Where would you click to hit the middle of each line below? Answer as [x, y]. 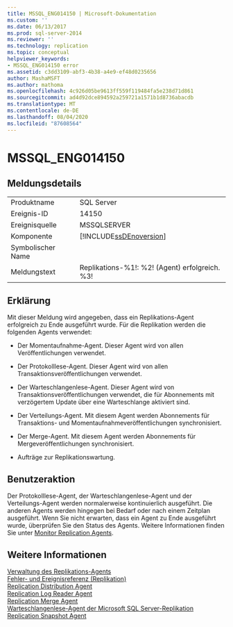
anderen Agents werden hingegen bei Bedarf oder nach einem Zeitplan [109, 511]
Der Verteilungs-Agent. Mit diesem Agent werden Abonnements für [113, 416]
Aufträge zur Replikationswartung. [66, 457]
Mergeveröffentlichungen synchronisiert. [76, 444]
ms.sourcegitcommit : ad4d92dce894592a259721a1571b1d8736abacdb [101, 98]
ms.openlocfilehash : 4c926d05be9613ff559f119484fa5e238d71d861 [101, 91]
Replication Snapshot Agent [47, 615]
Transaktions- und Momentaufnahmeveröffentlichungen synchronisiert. [119, 423]
